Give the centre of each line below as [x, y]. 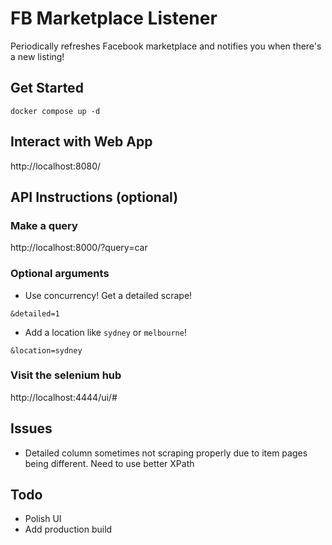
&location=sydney [46, 350]
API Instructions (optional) [94, 197]
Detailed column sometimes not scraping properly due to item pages [166, 453]
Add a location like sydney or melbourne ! [105, 332]
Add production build [68, 529]
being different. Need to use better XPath [109, 463]
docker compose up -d [55, 111]
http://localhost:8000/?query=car [79, 248]
